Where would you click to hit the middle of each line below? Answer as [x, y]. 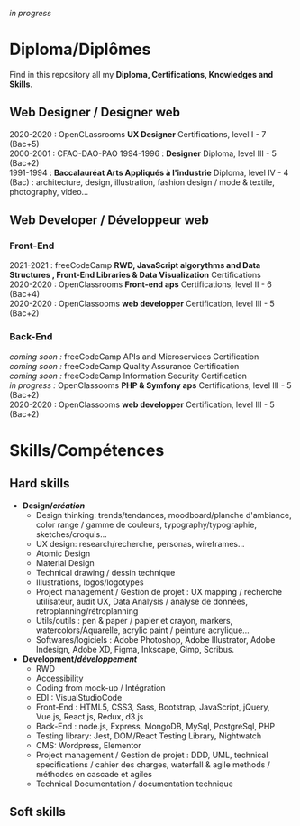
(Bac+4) [25, 294]
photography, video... [49, 191]
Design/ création [54, 506]
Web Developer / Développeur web [109, 220]
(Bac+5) [24, 144]
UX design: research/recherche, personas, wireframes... [140, 543]
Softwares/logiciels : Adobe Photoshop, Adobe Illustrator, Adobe [155, 639]
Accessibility [59, 678]
